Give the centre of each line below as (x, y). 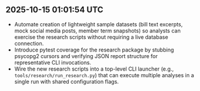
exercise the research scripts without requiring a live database (91, 37)
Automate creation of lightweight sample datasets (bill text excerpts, (99, 24)
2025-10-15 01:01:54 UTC (54, 10)
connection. (29, 43)
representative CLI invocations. (53, 62)
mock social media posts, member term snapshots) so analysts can (97, 31)
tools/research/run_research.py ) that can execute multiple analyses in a (104, 75)
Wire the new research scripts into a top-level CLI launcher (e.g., (94, 69)
